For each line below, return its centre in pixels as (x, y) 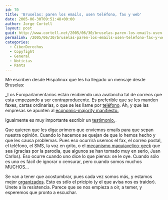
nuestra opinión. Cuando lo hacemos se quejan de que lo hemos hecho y (80, 135)
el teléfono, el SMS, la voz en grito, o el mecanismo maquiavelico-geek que (83, 146)
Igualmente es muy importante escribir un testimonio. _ (61, 120)
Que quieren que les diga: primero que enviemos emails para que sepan (79, 130)
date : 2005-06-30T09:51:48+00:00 (40, 19)
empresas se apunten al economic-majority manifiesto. (62, 111)
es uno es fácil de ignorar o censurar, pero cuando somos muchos (73, 162)
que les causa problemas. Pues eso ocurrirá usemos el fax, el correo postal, (83, 141)
